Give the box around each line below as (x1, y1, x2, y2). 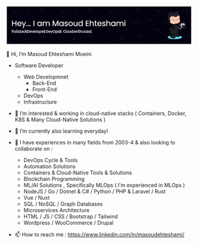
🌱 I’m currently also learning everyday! (14, 127, 108, 134)
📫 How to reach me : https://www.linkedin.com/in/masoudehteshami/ (14, 230, 184, 238)
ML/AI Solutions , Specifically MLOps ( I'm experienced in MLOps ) (23, 182, 186, 189)
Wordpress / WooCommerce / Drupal (23, 219, 114, 226)
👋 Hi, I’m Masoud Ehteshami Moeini (6, 50, 92, 57)
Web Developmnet (23, 73, 69, 80)
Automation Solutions (23, 163, 76, 170)
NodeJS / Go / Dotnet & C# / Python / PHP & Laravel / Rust (23, 187, 166, 194)
